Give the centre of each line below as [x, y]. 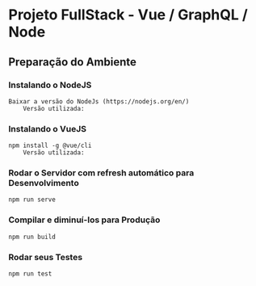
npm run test [30, 274]
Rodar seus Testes [46, 257]
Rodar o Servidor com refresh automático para [101, 173]
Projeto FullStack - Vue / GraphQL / [128, 15]
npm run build [32, 237]
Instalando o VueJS [48, 128]
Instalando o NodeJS [50, 85]
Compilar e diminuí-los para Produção [84, 220]
